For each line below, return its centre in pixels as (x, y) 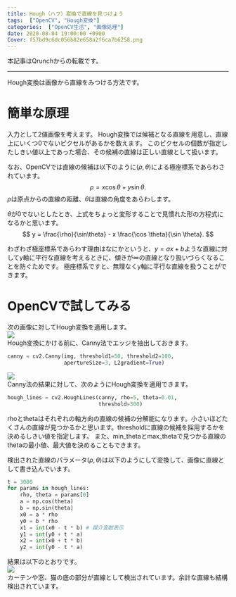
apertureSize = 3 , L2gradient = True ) (114, 363)
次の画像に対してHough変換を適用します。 (69, 327)
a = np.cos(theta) (47, 502)
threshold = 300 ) (120, 404)
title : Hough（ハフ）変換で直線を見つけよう (66, 14)
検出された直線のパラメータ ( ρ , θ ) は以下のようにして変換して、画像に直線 (113, 460)
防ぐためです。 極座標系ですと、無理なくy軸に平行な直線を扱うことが (120, 266)
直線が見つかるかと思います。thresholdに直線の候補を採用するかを (128, 427)
